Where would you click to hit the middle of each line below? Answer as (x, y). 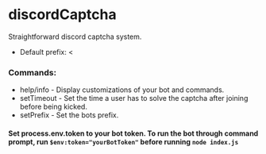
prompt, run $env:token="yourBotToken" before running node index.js (123, 141)
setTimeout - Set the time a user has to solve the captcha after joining (134, 98)
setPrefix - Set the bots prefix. (69, 115)
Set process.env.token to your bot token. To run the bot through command (133, 133)
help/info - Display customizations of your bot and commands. (122, 90)
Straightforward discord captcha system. (75, 37)
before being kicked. (53, 107)
